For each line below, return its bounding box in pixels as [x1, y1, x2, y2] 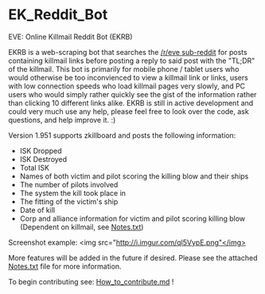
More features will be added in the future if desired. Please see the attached [8, 253, 258, 262]
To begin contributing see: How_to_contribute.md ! [8, 276, 174, 286]
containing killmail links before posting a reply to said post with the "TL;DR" [8, 56, 255, 65]
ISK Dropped [19, 146, 62, 155]
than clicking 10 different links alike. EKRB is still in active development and [8, 98, 254, 108]
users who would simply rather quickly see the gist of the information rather [8, 89, 257, 99]
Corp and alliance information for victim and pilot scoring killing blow [19, 214, 246, 223]
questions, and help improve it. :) [8, 115, 116, 124]
